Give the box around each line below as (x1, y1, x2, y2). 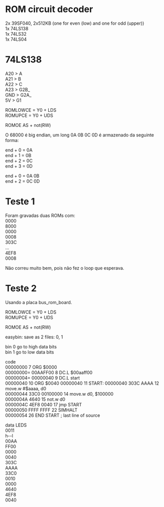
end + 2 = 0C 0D (5, 178, 40, 184)
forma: (5, 137, 19, 143)
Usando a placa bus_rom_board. (5, 299, 72, 305)
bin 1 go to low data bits (5, 349, 54, 355)
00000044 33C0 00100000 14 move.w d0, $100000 (5, 391, 114, 397)
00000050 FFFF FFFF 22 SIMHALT (5, 407, 78, 413)
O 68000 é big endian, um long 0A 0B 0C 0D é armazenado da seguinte (5, 132, 154, 138)
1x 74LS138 (5, 25, 29, 31)
